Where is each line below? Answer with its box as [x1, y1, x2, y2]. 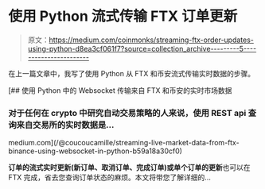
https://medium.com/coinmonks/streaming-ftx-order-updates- [49, 35, 255, 44]
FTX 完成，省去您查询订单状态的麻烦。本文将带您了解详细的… [8, 172, 211, 183]
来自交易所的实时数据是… [16, 119, 115, 130]
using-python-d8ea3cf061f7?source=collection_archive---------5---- [27, 44, 257, 53]
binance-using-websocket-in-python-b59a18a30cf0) [8, 146, 183, 156]
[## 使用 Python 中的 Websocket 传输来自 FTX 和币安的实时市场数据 [8, 85, 232, 95]
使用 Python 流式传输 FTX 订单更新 [8, 7, 238, 25]
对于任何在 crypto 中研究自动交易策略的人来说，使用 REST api [8, 107, 247, 118]
